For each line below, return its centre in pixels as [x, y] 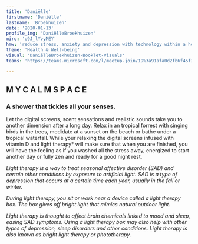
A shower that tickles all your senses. [61, 106]
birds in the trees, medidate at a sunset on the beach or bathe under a [91, 132]
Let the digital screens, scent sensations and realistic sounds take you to [94, 119]
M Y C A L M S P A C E [47, 90]
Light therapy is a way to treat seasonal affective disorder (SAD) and [90, 168]
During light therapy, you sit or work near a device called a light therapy [93, 198]
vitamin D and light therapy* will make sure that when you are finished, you [97, 144]
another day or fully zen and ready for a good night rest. [74, 157]
